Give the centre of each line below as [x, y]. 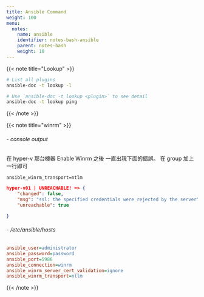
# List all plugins [31, 79]
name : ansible [35, 35]
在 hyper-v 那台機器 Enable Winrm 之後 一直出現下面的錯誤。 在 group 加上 [100, 159]
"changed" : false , [40, 194]
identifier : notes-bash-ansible [58, 40]
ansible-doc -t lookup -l [39, 85]
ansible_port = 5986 [29, 259]
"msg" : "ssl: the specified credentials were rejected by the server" [108, 200]
